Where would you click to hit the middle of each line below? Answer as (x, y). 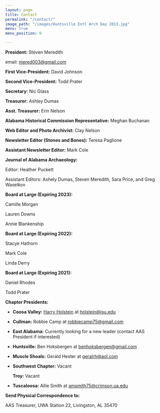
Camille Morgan (22, 204)
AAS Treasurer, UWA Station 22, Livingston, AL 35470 (61, 405)
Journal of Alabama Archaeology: (41, 160)
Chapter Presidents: (27, 302)
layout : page (19, 10)
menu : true (17, 29)
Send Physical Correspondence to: (43, 395)
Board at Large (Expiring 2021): (39, 273)
